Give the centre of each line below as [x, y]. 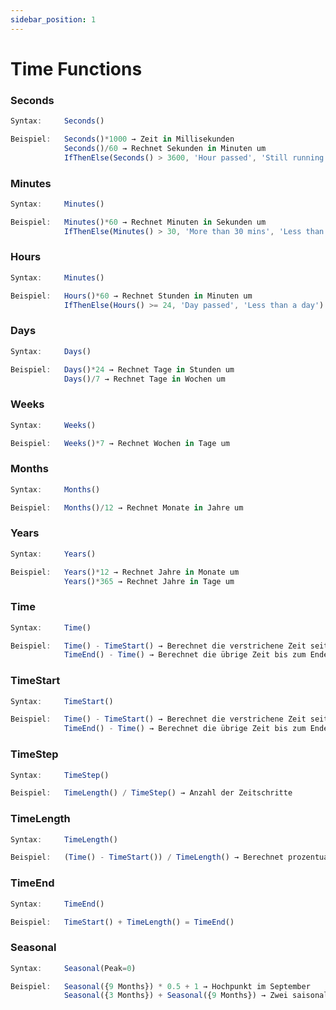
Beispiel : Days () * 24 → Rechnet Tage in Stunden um [122, 369]
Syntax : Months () [55, 489]
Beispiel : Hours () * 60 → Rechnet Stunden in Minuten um [131, 296]
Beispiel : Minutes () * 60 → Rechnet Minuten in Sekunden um [138, 222]
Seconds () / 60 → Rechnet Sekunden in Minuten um [165, 148]
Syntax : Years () [53, 554]
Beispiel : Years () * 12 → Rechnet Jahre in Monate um [125, 572]
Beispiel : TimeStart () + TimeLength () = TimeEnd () [122, 922]
